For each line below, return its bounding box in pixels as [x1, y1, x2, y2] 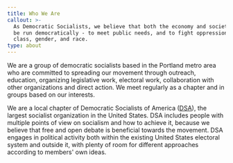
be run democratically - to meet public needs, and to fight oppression [13, 29, 228, 37]
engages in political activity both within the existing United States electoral [7, 133, 221, 142]
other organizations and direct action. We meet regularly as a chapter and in [7, 84, 225, 91]
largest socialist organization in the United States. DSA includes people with [7, 111, 224, 119]
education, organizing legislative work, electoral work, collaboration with [7, 76, 214, 84]
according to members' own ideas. [7, 148, 107, 156]
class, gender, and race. [13, 36, 89, 43]
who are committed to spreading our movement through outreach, [7, 68, 196, 77]
